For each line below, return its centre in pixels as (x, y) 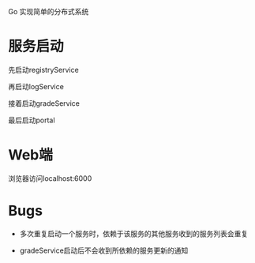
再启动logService (36, 86)
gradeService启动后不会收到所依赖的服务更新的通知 (104, 250)
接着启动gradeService (44, 103)
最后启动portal (32, 120)
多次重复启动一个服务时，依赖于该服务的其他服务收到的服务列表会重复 (134, 233)
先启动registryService (43, 70)
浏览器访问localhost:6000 (50, 178)
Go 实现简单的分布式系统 (49, 11)
